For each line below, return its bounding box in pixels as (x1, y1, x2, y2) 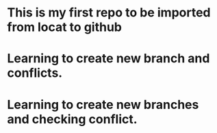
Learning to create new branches (7, 97, 199, 112)
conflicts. (7, 65, 63, 81)
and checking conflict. (7, 111, 138, 127)
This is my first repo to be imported (7, 5, 211, 21)
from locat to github (7, 19, 122, 35)
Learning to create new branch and (7, 51, 210, 66)
